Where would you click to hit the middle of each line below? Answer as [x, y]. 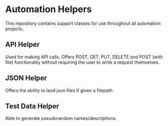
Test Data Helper [32, 106]
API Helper [23, 45]
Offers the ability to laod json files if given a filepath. [59, 90]
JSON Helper [26, 78]
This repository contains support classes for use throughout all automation [83, 23]
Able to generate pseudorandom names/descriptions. [61, 118]
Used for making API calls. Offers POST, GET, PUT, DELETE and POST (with [84, 57]
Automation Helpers [49, 9]
